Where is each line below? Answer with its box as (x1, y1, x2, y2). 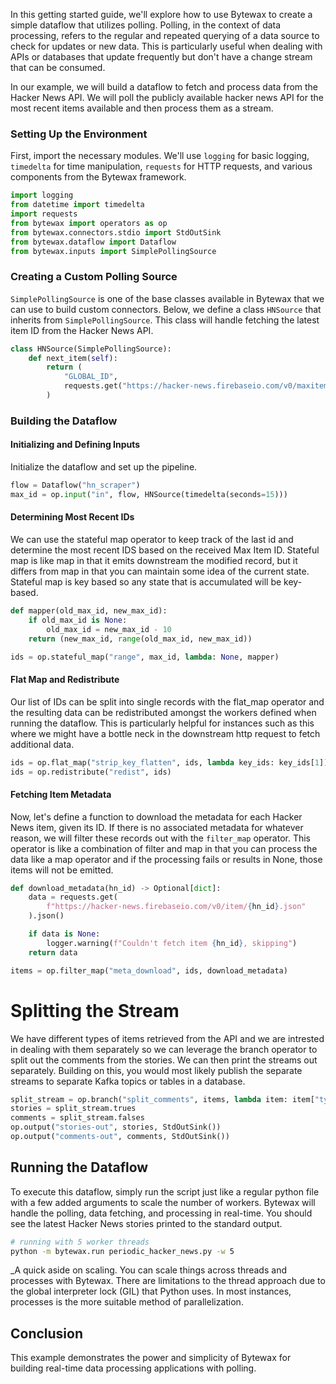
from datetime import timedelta (10, 200, 145, 210)
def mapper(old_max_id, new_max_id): (10, 606, 168, 616)
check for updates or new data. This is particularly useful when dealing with (10, 40, 323, 52)
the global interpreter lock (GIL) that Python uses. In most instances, (10, 1285, 292, 1298)
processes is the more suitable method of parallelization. (10, 1296, 244, 1308)
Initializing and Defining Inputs (10, 439, 141, 451)
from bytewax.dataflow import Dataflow (10, 237, 177, 247)
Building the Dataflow (10, 414, 118, 428)
